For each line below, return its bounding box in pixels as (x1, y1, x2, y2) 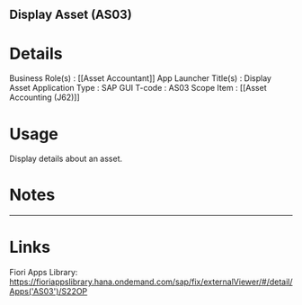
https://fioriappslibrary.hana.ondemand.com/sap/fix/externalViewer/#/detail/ (9, 276, 294, 287)
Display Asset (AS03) (9, 7, 132, 22)
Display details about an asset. (9, 153, 123, 165)
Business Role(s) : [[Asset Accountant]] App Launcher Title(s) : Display (9, 73, 272, 84)
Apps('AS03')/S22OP (9, 286, 88, 297)
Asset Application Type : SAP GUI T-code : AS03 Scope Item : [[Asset (9, 83, 267, 94)
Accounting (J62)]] (9, 92, 81, 103)
